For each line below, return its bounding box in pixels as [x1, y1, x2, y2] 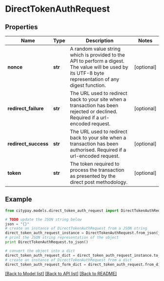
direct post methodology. [70, 179, 128, 186]
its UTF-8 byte [70, 70, 104, 76]
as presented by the [70, 173, 116, 179]
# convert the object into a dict [5, 248, 76, 253]
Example [5, 195, 32, 204]
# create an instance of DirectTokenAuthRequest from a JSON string [5, 226, 147, 231]
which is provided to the [70, 52, 125, 58]
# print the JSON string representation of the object [5, 235, 119, 240]
